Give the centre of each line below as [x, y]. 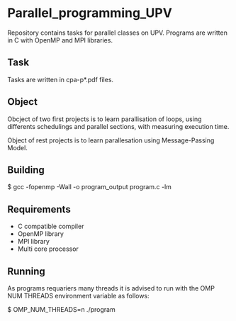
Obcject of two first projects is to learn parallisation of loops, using [105, 119]
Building [26, 170]
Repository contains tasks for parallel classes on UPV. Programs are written [118, 33]
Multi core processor [48, 249]
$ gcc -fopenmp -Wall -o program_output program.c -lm [90, 187]
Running [27, 271]
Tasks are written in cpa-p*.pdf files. [61, 79]
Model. [18, 147]
